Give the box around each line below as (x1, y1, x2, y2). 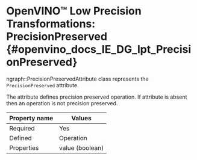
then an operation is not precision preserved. (6, 99, 118, 106)
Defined (9, 134, 32, 142)
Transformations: (6, 17, 96, 31)
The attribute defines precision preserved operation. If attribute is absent (6, 93, 187, 100)
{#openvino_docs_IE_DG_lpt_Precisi (6, 43, 192, 57)
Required (9, 124, 35, 132)
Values (71, 114, 92, 122)
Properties (9, 143, 39, 152)
